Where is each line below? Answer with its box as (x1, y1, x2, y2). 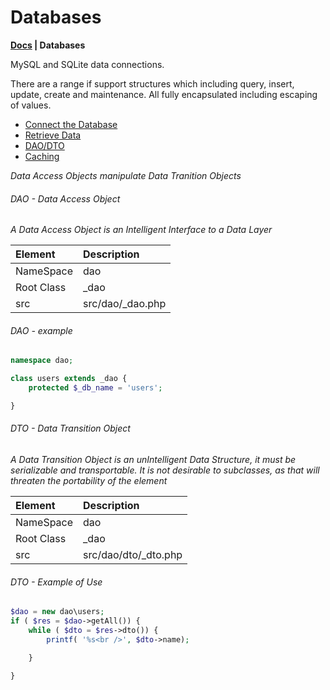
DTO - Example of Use (10, 576, 103, 588)
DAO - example (10, 324, 73, 336)
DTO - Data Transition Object (10, 422, 131, 435)
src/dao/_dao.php (83, 297, 167, 311)
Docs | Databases (10, 39, 86, 51)
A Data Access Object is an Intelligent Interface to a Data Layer (10, 224, 273, 236)
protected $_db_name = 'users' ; (28, 383, 163, 393)
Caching (24, 150, 60, 162)
